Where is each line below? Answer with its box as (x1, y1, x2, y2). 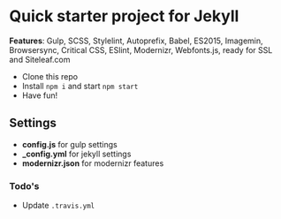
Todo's (9, 179, 40, 192)
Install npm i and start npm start (21, 80, 139, 91)
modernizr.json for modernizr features (21, 157, 164, 169)
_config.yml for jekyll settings (21, 148, 132, 159)
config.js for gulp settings (21, 139, 118, 149)
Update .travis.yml (21, 200, 95, 211)
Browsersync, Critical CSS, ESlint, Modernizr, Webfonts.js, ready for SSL (9, 44, 273, 55)
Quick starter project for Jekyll (9, 6, 239, 26)
